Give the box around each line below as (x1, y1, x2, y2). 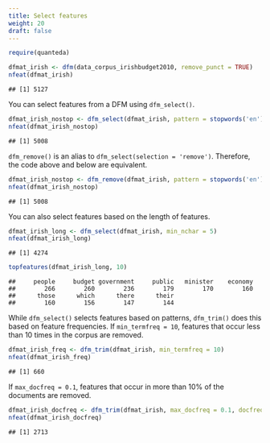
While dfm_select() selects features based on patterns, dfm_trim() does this (8, 313, 262, 323)
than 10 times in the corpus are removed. (8, 330, 144, 340)
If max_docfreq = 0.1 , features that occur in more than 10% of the (8, 382, 225, 391)
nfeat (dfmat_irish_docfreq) (8, 413, 103, 421)
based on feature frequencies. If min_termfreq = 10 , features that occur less (8, 321, 261, 331)
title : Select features (8, 11, 88, 20)
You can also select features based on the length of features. (8, 211, 211, 221)
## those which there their (8, 292, 174, 300)
